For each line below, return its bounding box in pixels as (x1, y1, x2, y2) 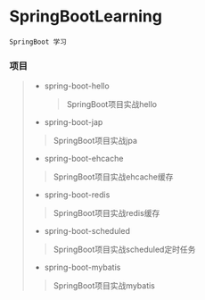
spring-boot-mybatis (44, 262, 121, 273)
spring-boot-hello (44, 80, 110, 91)
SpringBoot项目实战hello (66, 99, 158, 110)
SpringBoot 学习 (9, 37, 67, 46)
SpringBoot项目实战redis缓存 (53, 208, 160, 219)
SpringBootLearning (9, 6, 163, 27)
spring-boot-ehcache (44, 154, 124, 164)
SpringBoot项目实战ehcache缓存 (53, 171, 174, 182)
